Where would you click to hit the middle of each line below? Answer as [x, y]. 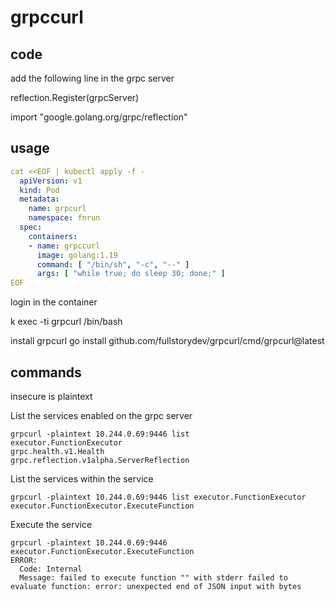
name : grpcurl [57, 209]
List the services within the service [82, 479]
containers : [53, 236]
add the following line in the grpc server [92, 78]
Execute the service [51, 524]
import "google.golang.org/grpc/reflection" [99, 117]
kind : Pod [39, 190]
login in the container [54, 302]
